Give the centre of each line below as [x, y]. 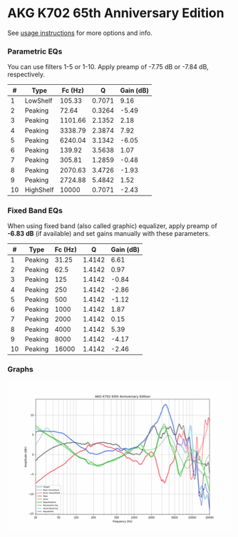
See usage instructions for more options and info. [80, 33]
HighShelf [39, 190]
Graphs [20, 369]
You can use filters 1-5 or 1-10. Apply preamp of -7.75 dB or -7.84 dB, [108, 67]
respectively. [26, 75]
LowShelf [38, 101]
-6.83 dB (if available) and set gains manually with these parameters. [109, 234]
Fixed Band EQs [35, 210]
